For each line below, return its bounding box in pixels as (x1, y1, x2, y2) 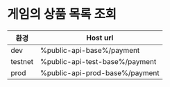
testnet (10, 56, 34, 66)
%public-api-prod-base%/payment (40, 68, 160, 77)
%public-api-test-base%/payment (40, 56, 157, 66)
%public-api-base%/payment (40, 45, 140, 55)
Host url (86, 33, 114, 42)
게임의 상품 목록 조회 (7, 6, 117, 22)
